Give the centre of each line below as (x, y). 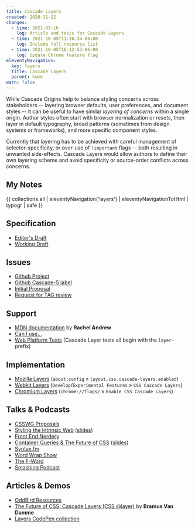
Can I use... (28, 334)
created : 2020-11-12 (31, 17)
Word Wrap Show (36, 455)
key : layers (26, 66)
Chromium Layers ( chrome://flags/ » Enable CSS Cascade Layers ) (94, 391)
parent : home (27, 77)
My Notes (24, 185)
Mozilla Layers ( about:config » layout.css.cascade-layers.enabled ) (96, 379)
